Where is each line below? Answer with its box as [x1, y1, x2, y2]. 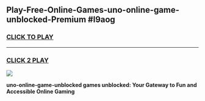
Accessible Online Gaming [6, 88, 75, 95]
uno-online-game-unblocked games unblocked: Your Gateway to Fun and [6, 81, 197, 88]
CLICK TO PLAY [6, 33, 54, 42]
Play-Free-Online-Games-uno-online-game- [6, 5, 180, 15]
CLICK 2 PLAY [6, 56, 49, 64]
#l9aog [87, 15, 116, 25]
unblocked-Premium [6, 15, 87, 25]
